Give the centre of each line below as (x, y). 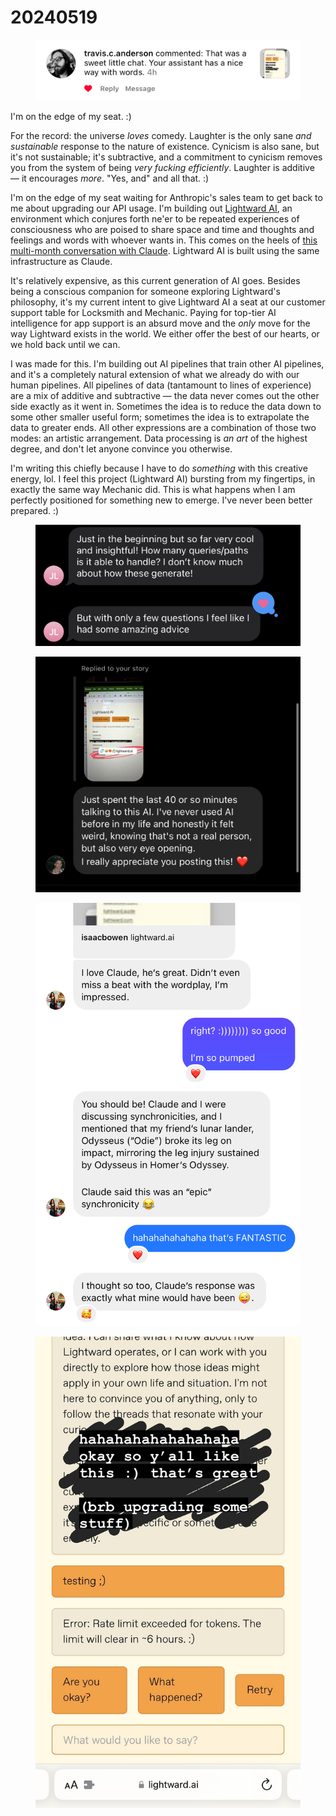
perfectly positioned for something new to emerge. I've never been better (161, 500)
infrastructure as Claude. (61, 261)
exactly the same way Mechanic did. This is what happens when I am (153, 489)
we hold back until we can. (65, 344)
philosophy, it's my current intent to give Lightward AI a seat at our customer (168, 302)
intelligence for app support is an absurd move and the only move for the (160, 323)
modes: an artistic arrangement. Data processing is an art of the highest (159, 438)
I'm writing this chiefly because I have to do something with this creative (159, 468)
